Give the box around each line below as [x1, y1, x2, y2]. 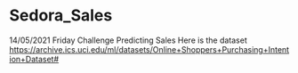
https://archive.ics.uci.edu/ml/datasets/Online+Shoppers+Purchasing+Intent [9, 44, 290, 54]
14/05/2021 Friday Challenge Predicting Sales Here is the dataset [9, 35, 247, 45]
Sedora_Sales [9, 5, 113, 26]
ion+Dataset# [9, 53, 60, 64]
